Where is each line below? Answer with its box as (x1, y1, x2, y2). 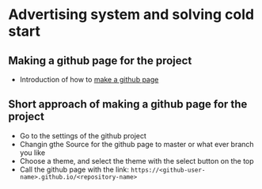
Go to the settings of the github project (19, 130, 146, 140)
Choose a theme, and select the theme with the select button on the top (19, 156, 255, 165)
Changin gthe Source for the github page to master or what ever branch (19, 139, 255, 149)
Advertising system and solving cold (8, 6, 255, 24)
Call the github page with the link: (19, 164, 129, 174)
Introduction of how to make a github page (19, 75, 159, 84)
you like (19, 148, 46, 157)
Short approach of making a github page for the (8, 97, 248, 112)
